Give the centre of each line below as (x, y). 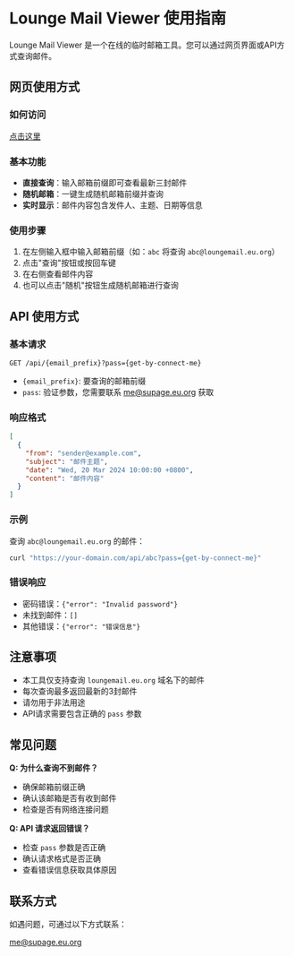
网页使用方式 (45, 87)
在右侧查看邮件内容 (58, 274)
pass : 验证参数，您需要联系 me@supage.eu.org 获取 (118, 392)
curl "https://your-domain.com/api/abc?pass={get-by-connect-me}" (135, 558)
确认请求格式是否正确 (61, 859)
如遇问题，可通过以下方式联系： (68, 925)
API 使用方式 (44, 316)
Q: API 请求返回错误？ (50, 829)
